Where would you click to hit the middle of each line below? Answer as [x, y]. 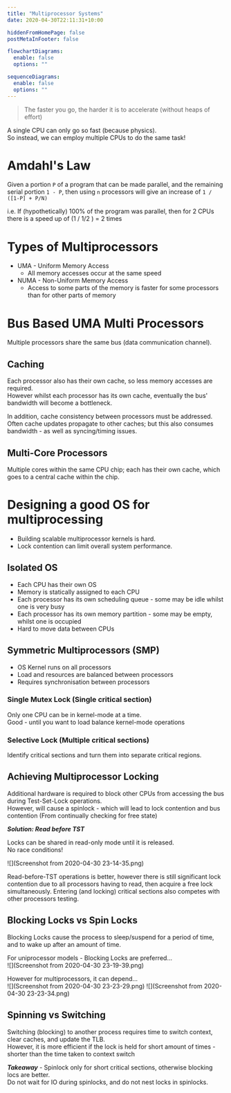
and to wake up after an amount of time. [64, 944]
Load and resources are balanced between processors [95, 674]
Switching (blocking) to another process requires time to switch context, [110, 1031]
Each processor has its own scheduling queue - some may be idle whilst [120, 599]
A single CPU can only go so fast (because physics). [82, 130]
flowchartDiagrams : [35, 52]
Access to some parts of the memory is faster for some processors [123, 288]
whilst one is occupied [49, 621]
